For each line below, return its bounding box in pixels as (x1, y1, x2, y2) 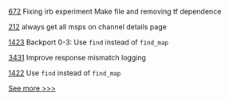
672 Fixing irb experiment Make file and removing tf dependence (8, 7, 222, 16)
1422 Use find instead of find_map (8, 68, 121, 78)
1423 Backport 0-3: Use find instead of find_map (8, 37, 169, 47)
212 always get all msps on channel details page (8, 22, 168, 31)
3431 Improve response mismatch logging (8, 53, 146, 62)
